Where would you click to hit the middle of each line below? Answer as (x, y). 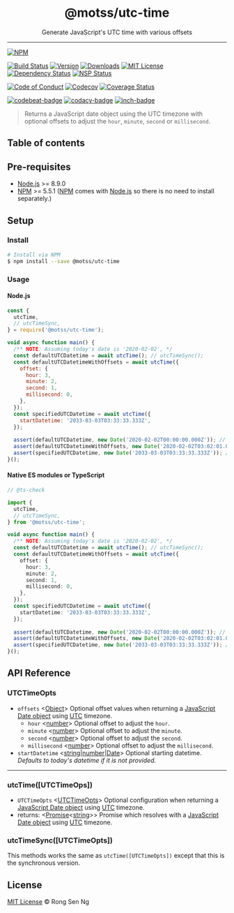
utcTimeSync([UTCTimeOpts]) (60, 840)
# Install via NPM (34, 255)
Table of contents (46, 143)
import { (20, 503)
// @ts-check (26, 490)
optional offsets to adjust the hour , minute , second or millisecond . (117, 121)
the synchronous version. (44, 863)
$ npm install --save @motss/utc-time (63, 261)
